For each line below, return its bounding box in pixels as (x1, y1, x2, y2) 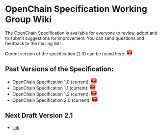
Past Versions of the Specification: (5, 65, 114, 73)
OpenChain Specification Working (5, 3, 147, 15)
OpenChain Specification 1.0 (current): (12, 79, 90, 85)
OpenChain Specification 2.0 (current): (12, 97, 91, 103)
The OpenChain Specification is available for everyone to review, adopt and (5, 30, 158, 36)
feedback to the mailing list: (5, 40, 61, 46)
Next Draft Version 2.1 (5, 112, 73, 120)
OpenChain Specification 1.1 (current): (12, 85, 89, 91)
